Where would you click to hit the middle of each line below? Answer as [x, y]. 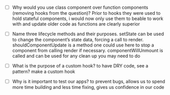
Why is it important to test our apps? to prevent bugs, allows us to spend [89, 82]
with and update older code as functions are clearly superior [76, 24]
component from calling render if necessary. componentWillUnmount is [88, 51]
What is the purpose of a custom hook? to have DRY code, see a [80, 66]
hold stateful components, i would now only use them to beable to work [88, 19]
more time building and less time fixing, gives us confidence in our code [88, 87]
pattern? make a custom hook [44, 72]
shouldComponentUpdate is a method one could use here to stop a [83, 45]
